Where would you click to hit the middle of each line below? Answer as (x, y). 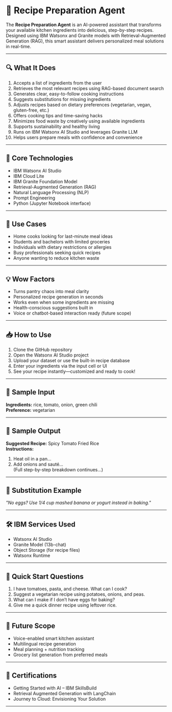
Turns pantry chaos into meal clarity (51, 291)
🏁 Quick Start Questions (45, 577)
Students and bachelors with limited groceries (62, 242)
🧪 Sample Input (30, 392)
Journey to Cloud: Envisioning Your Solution (59, 699)
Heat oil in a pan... (32, 458)
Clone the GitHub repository (43, 350)
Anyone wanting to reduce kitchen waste (56, 258)
